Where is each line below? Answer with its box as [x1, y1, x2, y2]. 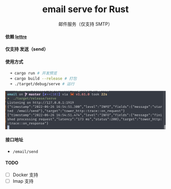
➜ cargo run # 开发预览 [10, 71, 58, 76]
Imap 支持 [12, 178, 34, 184]
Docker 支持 [12, 171, 39, 178]
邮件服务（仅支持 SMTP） [58, 21, 113, 27]
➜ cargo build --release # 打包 [10, 76, 77, 82]
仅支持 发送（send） [5, 46, 49, 52]
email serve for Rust [42, 4, 129, 15]
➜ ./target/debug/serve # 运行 [10, 82, 75, 87]
